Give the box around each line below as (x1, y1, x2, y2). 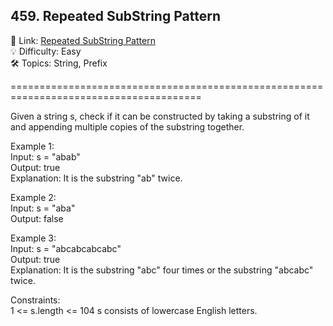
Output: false (10, 212, 64, 224)
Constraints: (10, 294, 61, 306)
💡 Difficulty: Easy (10, 45, 82, 57)
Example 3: (10, 232, 57, 244)
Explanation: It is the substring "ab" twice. (10, 172, 183, 184)
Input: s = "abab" (10, 150, 81, 163)
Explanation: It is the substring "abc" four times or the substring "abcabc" (10, 264, 314, 276)
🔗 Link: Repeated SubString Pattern (10, 34, 156, 46)
